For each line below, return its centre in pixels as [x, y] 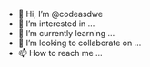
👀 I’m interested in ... [56, 24]
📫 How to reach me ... [60, 53]
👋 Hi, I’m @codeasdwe [60, 14]
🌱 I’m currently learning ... [66, 33]
